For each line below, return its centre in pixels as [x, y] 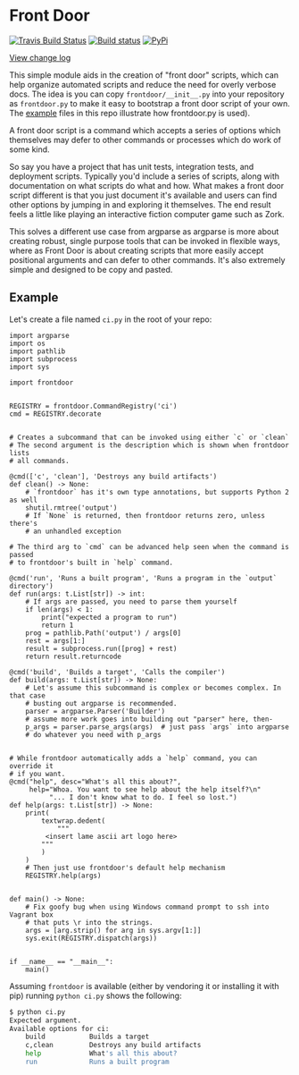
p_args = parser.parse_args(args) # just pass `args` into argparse [158, 727]
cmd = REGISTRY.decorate [55, 414]
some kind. [30, 149]
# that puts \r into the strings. [89, 922]
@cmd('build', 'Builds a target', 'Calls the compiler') [117, 672]
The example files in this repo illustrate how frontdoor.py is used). [130, 113]
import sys [29, 367]
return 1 [58, 625]
